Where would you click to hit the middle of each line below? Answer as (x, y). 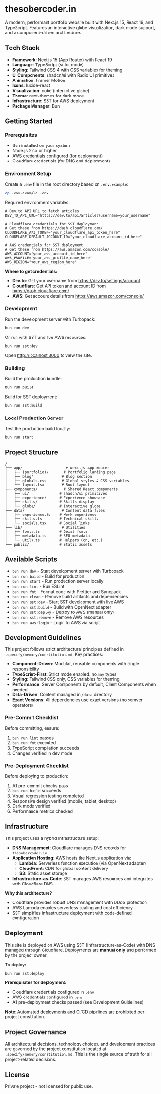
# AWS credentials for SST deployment (44, 245)
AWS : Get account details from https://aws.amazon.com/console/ (78, 296)
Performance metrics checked (42, 811)
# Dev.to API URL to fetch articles (42, 211)
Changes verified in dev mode (42, 753)
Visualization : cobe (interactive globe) (51, 90)
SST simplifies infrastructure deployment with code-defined (72, 913)
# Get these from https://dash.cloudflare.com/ (54, 228)
